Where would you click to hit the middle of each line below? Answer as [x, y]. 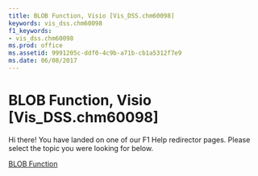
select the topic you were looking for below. [81, 148]
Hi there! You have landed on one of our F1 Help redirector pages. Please [129, 139]
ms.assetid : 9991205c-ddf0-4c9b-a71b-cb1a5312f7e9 [95, 53]
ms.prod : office [35, 46]
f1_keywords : [30, 31]
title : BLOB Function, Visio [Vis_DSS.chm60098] [92, 16]
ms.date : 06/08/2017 [43, 61]
